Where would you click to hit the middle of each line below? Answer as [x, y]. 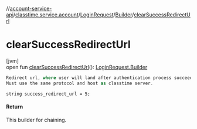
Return [15, 107]
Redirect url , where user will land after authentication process [89, 78]
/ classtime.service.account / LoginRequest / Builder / [74, 15]
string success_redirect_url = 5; [48, 94]
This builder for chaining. [36, 120]
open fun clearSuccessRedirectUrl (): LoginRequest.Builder [77, 67]
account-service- [31, 9]
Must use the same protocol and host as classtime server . [80, 83]
